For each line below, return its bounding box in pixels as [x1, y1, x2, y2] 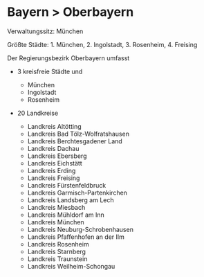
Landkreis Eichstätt [27, 159, 82, 167]
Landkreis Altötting [27, 122, 82, 130]
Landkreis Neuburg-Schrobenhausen [27, 225, 133, 233]
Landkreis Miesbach [27, 203, 86, 211]
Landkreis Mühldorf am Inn [27, 211, 105, 219]
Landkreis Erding [27, 166, 76, 175]
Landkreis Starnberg [27, 247, 86, 256]
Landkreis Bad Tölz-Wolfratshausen [27, 129, 130, 138]
